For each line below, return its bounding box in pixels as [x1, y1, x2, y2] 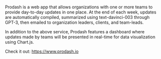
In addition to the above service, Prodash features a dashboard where [5, 29, 145, 34]
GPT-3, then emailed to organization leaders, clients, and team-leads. [5, 19, 144, 25]
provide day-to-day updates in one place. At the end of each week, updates [5, 9, 157, 15]
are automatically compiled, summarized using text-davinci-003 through [5, 15, 150, 20]
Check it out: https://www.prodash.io [5, 48, 79, 54]
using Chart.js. [5, 39, 34, 45]
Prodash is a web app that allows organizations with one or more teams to [5, 4, 153, 10]
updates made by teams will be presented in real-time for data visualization [5, 34, 156, 40]
